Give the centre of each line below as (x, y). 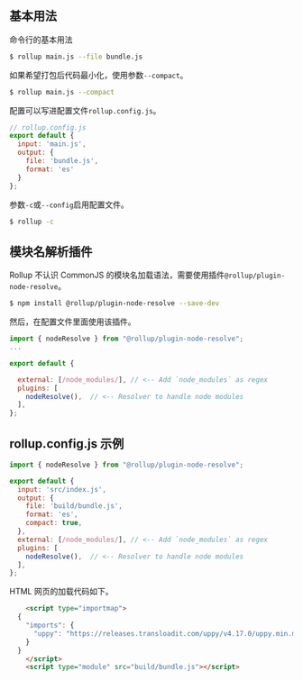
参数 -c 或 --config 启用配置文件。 (69, 204)
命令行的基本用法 (41, 40)
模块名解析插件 (51, 252)
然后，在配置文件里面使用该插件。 (73, 322)
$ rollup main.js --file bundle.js (76, 57)
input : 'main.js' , (52, 144)
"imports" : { (50, 626)
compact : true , (54, 523)
